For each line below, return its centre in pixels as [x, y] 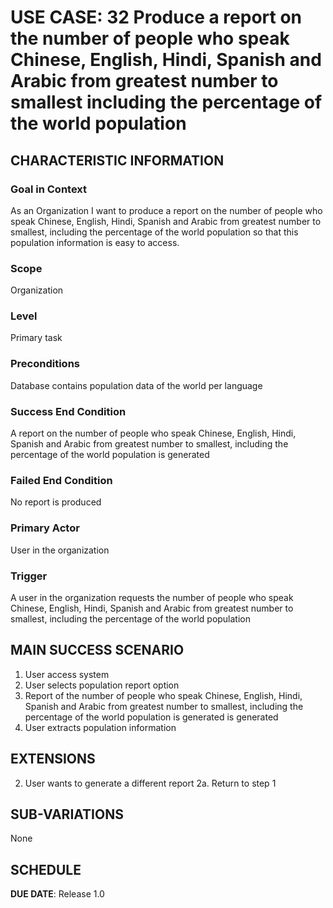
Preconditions [45, 364]
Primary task [36, 338]
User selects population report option [102, 685]
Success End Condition [68, 411]
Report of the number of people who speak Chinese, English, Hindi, [163, 695]
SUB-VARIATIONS [67, 814]
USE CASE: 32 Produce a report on [156, 17]
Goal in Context [49, 189]
